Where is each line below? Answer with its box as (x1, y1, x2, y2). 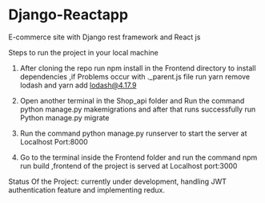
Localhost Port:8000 (19, 136, 88, 146)
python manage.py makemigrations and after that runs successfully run (19, 104, 256, 114)
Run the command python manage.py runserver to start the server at (19, 128, 247, 138)
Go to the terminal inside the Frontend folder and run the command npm (19, 152, 258, 162)
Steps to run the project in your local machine (8, 47, 159, 57)
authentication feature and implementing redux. (8, 185, 166, 194)
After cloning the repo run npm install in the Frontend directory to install (19, 63, 256, 73)
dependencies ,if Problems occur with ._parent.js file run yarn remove (19, 71, 251, 81)
